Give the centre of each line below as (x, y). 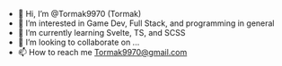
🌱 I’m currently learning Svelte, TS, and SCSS (101, 33)
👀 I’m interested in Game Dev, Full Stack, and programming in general (146, 23)
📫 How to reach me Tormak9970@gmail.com (102, 52)
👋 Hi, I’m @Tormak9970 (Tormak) (79, 14)
